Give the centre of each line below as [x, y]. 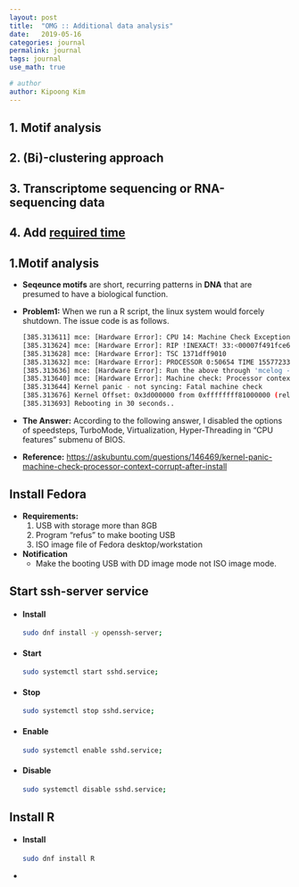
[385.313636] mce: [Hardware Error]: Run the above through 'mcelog [152, 370]
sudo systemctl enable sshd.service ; [92, 750]
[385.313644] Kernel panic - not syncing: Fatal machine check [142, 387]
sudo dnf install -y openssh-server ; [92, 633]
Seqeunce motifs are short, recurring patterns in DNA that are [137, 285]
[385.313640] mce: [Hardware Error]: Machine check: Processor [142, 379]
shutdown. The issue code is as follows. [96, 321]
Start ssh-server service [79, 591]
